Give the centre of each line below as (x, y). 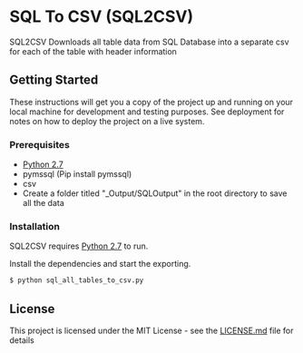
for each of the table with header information (93, 51)
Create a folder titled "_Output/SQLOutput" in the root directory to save (155, 193)
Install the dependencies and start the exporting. (100, 264)
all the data (44, 203)
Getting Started (54, 80)
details (22, 340)
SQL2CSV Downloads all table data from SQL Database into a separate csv (149, 42)
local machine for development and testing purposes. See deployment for (147, 112)
